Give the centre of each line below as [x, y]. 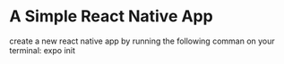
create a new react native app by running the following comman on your [142, 41]
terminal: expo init [43, 50]
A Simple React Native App [111, 16]
